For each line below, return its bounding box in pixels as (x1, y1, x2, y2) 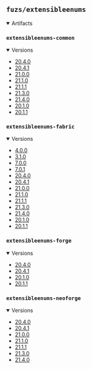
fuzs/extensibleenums (6, 5, 86, 14)
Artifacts (11, 20, 33, 27)
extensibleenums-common (6, 34, 75, 41)
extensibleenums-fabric (6, 124, 75, 130)
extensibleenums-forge (6, 238, 72, 244)
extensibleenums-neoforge (6, 295, 81, 301)
